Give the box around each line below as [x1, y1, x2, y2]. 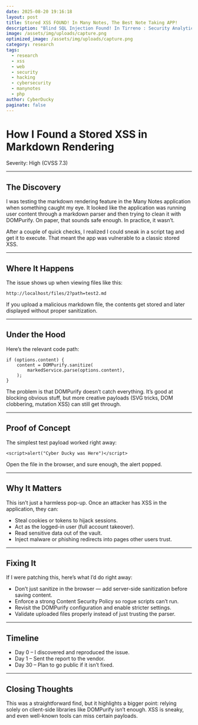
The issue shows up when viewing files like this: [6, 279, 123, 287]
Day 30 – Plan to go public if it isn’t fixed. [14, 661, 114, 668]
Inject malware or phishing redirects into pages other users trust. [14, 535, 172, 542]
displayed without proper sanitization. [6, 307, 98, 314]
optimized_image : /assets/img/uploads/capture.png [6, 36, 133, 42]
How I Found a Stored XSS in [6, 128, 148, 141]
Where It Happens [6, 264, 74, 274]
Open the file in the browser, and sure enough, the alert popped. [6, 460, 163, 467]
